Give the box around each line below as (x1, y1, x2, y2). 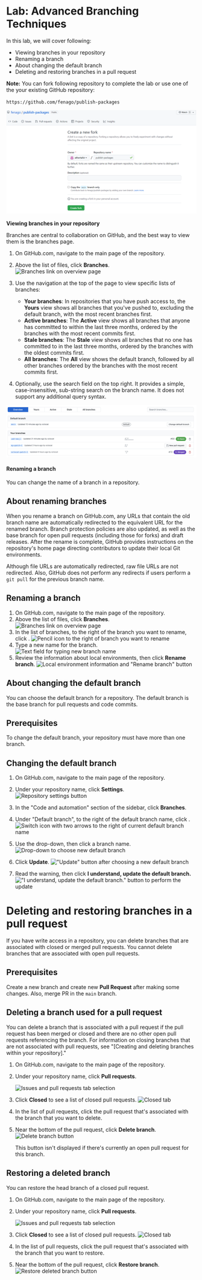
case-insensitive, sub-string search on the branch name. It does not (14, 386, 185, 394)
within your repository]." (6, 1049, 66, 1056)
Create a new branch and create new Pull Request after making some (6, 983, 180, 990)
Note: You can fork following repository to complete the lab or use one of (6, 80, 189, 87)
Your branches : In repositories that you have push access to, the (24, 298, 186, 305)
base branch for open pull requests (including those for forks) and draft (6, 531, 184, 539)
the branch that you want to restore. (14, 1249, 104, 1256)
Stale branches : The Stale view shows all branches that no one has (24, 336, 193, 343)
